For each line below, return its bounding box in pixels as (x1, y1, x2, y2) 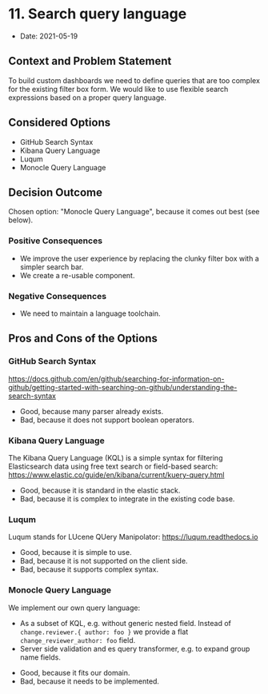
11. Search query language (8, 5, 187, 23)
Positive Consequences (8, 235, 102, 246)
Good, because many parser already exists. (19, 406, 164, 416)
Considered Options (8, 116, 110, 130)
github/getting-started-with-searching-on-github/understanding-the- (8, 382, 238, 392)
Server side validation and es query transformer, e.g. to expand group (19, 644, 250, 653)
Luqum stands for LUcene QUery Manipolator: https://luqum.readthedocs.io (8, 532, 258, 542)
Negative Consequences (8, 290, 106, 301)
